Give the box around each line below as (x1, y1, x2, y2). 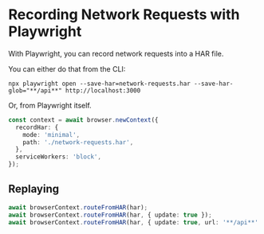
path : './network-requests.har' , (22, 138, 134, 146)
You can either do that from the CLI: (8, 64, 126, 73)
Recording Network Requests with (8, 6, 240, 24)
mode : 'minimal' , (22, 131, 81, 138)
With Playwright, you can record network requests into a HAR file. (8, 49, 224, 58)
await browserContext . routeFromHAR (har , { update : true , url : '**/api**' (8, 218, 259, 226)
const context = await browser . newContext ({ (8, 115, 159, 124)
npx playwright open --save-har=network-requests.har (8, 80, 191, 88)
